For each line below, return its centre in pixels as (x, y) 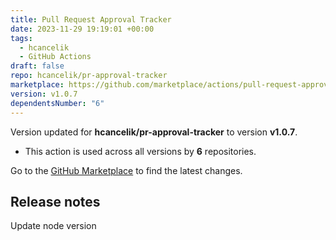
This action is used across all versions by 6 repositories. (140, 151)
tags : (21, 38)
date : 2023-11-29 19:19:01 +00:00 (82, 29)
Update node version (53, 226)
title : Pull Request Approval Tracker (91, 19)
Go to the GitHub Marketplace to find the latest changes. (126, 170)
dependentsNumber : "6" (57, 103)
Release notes (55, 201)
